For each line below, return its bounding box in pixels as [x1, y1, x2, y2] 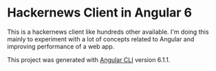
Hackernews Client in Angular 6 [7, 5, 193, 21]
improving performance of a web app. [7, 42, 115, 50]
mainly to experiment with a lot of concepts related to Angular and [7, 34, 195, 43]
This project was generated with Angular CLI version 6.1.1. [7, 55, 171, 63]
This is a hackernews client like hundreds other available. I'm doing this [7, 28, 209, 36]
